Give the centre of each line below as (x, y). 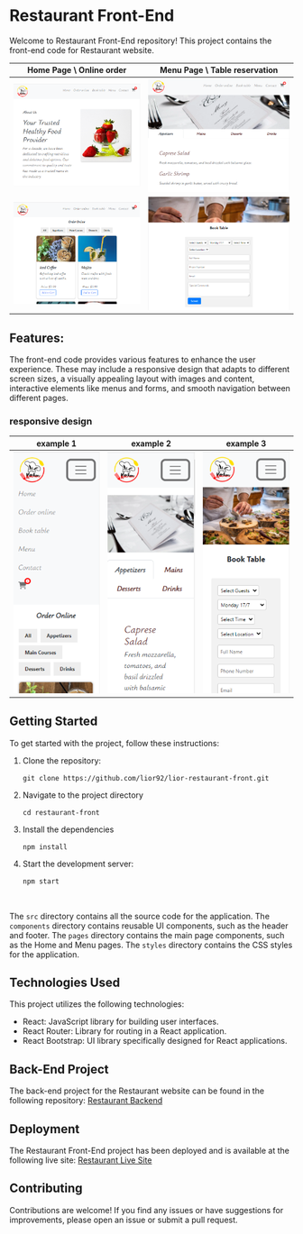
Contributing (46, 1188)
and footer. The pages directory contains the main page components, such (147, 935)
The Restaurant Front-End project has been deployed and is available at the (150, 1150)
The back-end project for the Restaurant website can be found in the (137, 1091)
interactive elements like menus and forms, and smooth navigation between (150, 388)
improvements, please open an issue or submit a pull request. (124, 1220)
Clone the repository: (62, 760)
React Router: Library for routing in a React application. (124, 1031)
